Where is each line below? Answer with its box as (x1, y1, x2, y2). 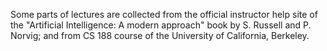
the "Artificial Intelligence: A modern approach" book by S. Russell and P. (10, 19, 312, 31)
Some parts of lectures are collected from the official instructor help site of (10, 9, 318, 20)
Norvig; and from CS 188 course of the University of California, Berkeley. (10, 30, 310, 41)
